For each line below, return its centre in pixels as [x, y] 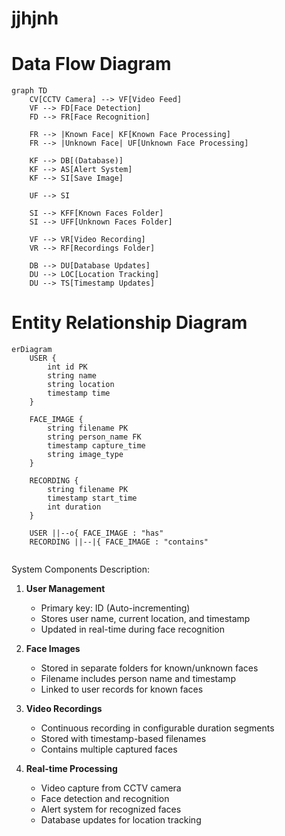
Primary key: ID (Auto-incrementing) [115, 608]
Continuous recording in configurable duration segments [157, 728]
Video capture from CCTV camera [111, 788]
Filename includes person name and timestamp [138, 679]
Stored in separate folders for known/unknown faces [149, 668]
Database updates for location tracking [121, 820]
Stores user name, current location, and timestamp [145, 619]
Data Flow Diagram [91, 64]
